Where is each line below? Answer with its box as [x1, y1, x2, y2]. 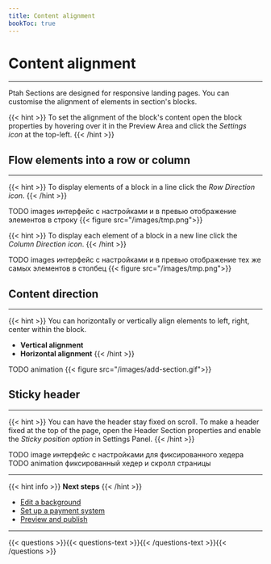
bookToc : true [8, 19, 56, 27]
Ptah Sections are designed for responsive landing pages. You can [8, 88, 230, 98]
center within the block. [8, 325, 87, 335]
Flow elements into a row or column [8, 153, 191, 166]
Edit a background [19, 497, 81, 507]
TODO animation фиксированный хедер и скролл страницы [8, 458, 211, 468]
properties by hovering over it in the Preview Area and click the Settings [8, 121, 248, 131]
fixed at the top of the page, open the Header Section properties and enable [8, 425, 261, 435]
